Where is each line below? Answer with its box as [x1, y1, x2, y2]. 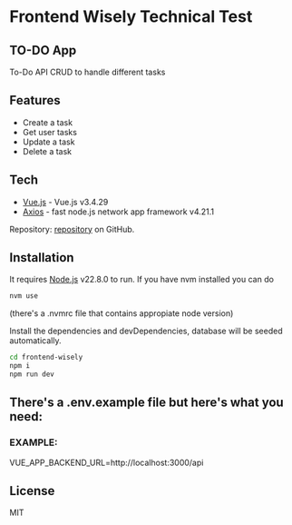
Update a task [22, 136, 75, 147]
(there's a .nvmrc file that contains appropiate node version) [9, 308, 234, 319]
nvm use [9, 292, 39, 301]
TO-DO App [9, 43, 77, 58]
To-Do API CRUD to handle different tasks [9, 66, 166, 77]
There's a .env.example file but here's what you [9, 395, 284, 411]
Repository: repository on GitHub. [9, 223, 135, 234]
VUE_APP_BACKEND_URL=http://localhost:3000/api [9, 457, 204, 468]
